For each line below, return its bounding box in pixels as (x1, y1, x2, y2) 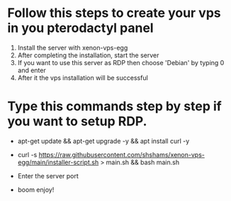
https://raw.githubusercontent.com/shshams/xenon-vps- (38, 150, 205, 159)
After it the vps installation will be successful (17, 73, 149, 82)
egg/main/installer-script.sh (17, 158, 99, 166)
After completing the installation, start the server (17, 51, 159, 59)
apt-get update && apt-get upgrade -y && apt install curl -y (17, 137, 190, 145)
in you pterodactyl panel (7, 20, 154, 36)
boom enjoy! (17, 185, 55, 194)
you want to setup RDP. (7, 113, 147, 130)
